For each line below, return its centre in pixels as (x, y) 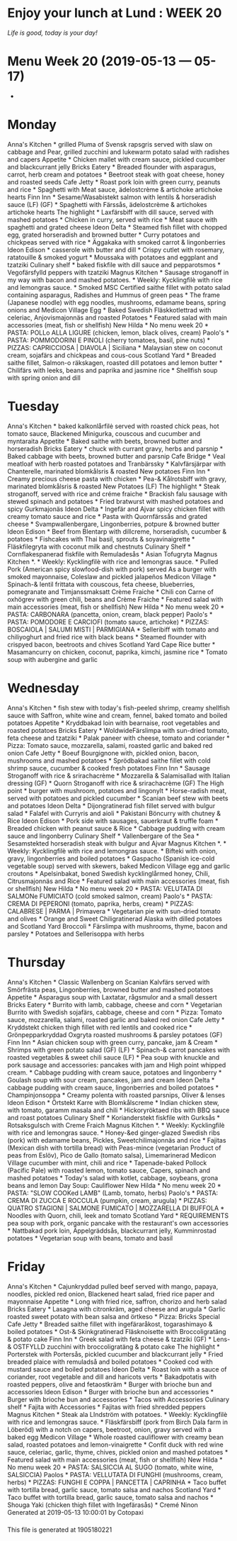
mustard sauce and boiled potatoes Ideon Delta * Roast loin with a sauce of (117, 1369)
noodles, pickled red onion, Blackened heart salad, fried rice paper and (111, 1294)
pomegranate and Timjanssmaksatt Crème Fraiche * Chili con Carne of (110, 592)
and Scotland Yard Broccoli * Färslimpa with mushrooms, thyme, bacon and (117, 926)
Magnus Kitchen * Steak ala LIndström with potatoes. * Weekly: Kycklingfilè (117, 1414)
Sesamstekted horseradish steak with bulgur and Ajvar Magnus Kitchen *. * (117, 843)
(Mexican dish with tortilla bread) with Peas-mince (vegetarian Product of (114, 1148)
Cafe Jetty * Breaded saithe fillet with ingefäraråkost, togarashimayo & (110, 1324)
